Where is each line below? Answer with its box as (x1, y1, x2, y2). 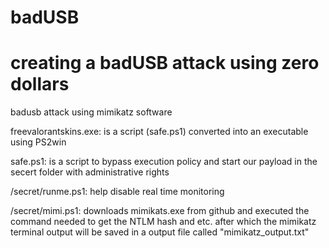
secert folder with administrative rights (10, 166, 170, 178)
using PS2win (10, 136, 67, 148)
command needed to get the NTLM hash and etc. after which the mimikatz (10, 216, 317, 228)
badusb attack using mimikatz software (10, 106, 173, 118)
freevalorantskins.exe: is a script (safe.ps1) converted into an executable (10, 126, 309, 138)
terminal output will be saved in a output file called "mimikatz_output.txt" (10, 226, 310, 238)
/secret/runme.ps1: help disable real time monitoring (10, 186, 225, 198)
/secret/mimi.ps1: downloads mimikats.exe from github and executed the (10, 205, 310, 217)
